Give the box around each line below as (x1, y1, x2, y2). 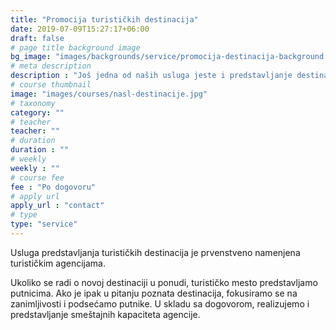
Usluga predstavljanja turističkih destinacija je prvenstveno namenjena (10, 246, 301, 258)
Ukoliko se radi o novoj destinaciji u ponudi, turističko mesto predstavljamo (10, 276, 318, 288)
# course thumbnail (10, 80, 92, 90)
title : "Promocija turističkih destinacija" (10, 14, 199, 25)
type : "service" (10, 219, 78, 230)
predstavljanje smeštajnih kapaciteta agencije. (10, 308, 201, 320)
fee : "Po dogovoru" (10, 182, 97, 192)
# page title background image (10, 42, 141, 53)
